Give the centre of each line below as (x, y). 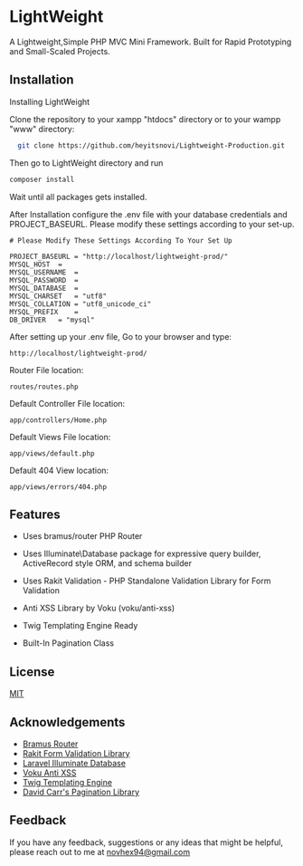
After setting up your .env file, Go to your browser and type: (121, 336)
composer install (42, 179)
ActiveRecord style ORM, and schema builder (107, 563)
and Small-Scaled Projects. (60, 51)
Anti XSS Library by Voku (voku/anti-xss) (98, 608)
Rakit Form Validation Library (76, 753)
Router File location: (47, 370)
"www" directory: (42, 129)
